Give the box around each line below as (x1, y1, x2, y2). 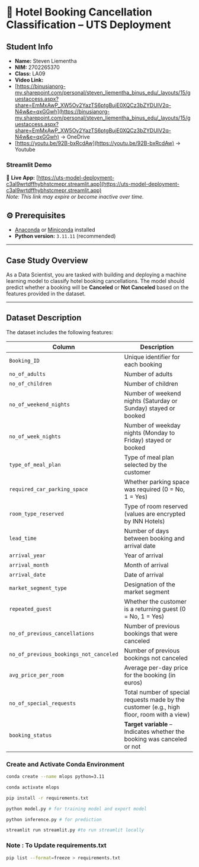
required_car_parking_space (9, 486, 88, 492)
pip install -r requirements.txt (6, 795, 89, 801)
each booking (124, 360, 162, 368)
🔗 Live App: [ (6, 174, 38, 181)
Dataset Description (6, 313, 82, 323)
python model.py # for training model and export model (6, 806, 147, 812)
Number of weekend (124, 389, 181, 397)
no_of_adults (9, 370, 46, 377)
